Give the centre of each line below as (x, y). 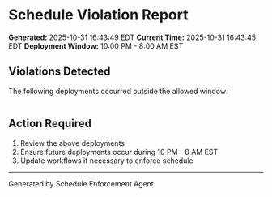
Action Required (50, 124)
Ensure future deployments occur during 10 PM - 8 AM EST (119, 152)
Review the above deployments (72, 143)
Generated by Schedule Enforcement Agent (81, 183)
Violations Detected (59, 72)
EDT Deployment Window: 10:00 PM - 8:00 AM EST (96, 45)
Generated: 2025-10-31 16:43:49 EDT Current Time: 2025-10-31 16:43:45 (132, 37)
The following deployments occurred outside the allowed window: (118, 91)
